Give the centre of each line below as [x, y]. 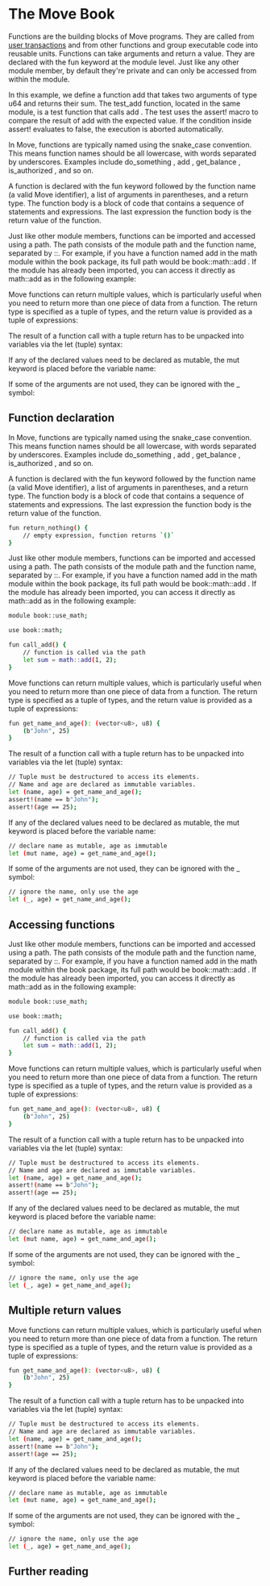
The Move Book [62, 14]
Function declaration [62, 418]
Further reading [48, 1572]
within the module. [39, 79]
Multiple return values [65, 1311]
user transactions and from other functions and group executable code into [133, 44]
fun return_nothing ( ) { [48, 528]
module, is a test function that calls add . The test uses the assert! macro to [133, 112]
